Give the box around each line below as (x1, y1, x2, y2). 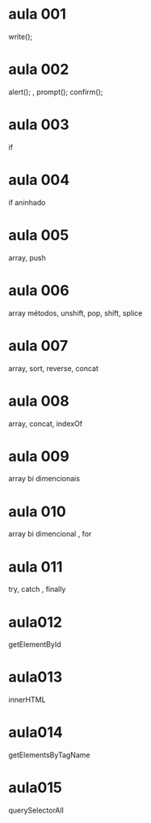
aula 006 (8, 281, 70, 299)
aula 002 (8, 60, 69, 79)
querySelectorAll (8, 805, 65, 816)
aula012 (8, 613, 63, 631)
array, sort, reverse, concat (8, 363, 99, 373)
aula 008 (8, 391, 70, 410)
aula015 (8, 778, 62, 797)
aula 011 (8, 558, 63, 576)
